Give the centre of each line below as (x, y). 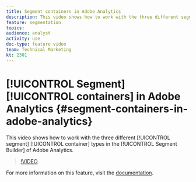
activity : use (23, 39)
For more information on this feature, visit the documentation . (80, 173)
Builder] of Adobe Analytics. (40, 150)
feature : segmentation (34, 22)
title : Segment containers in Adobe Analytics (64, 11)
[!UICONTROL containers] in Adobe (93, 96)
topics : (15, 28)
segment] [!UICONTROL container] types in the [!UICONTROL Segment (92, 143)
